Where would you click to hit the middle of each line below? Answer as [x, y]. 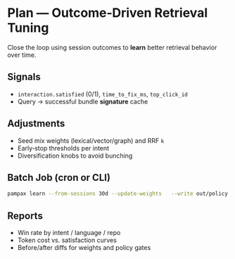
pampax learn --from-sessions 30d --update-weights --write [100, 194]
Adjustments [36, 124]
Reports [25, 216]
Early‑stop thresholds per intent [63, 148]
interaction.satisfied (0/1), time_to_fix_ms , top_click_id [102, 94]
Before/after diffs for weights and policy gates [84, 248]
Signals [24, 77]
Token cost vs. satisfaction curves [67, 240]
